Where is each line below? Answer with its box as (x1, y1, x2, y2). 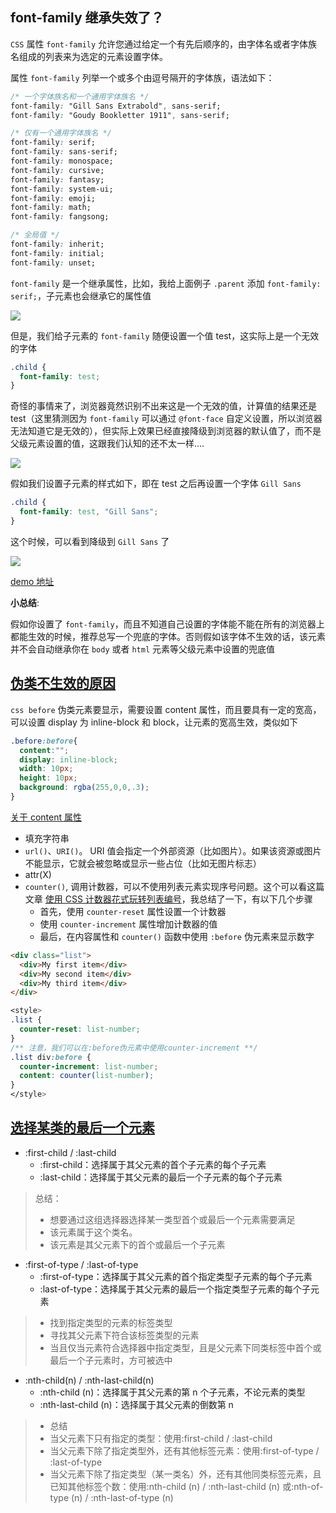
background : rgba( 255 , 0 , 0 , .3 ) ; (19, 783, 150, 793)
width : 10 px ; (19, 764, 74, 774)
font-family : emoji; (10, 193, 97, 203)
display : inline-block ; (19, 754, 118, 765)
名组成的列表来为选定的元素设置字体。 (10, 50, 168, 62)
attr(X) (24, 868, 52, 880)
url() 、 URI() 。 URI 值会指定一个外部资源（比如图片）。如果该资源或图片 (24, 844, 322, 857)
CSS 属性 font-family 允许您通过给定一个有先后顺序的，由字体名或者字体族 (10, 38, 318, 50)
